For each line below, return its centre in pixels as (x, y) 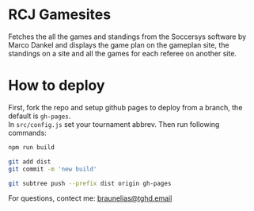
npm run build (32, 147)
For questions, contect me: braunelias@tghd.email (90, 198)
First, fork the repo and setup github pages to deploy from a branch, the (125, 107)
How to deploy (57, 86)
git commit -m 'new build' (53, 169)
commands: (28, 132)
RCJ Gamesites (60, 15)
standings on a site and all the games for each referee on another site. (123, 53)
